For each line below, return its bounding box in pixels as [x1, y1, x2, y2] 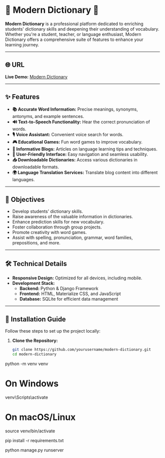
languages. [12, 176, 35, 182]
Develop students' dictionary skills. [12, 208, 83, 214]
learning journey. [5, 41, 39, 47]
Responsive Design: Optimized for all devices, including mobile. [12, 275, 142, 281]
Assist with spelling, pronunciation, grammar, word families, [12, 234, 133, 241]
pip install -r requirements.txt [5, 437, 64, 443]
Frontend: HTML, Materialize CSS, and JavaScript [19, 291, 121, 297]
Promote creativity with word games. [12, 229, 87, 235]
